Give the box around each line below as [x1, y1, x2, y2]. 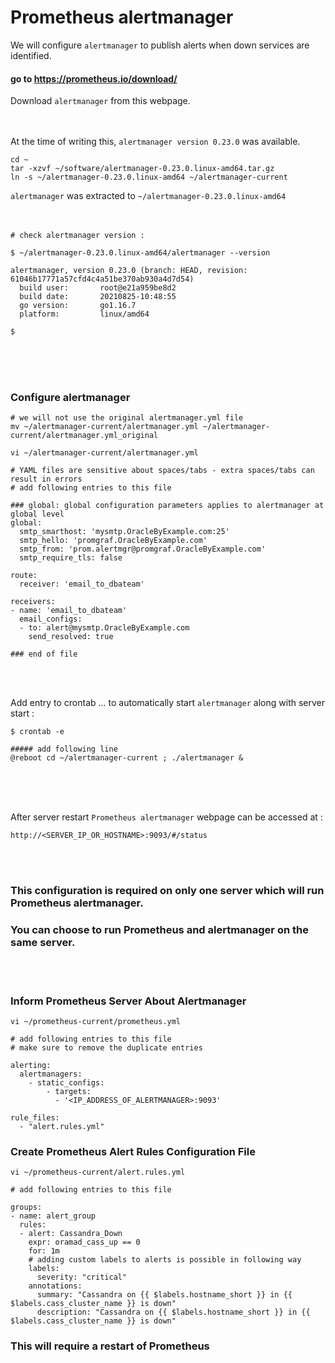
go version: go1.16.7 [19, 301, 137, 311]
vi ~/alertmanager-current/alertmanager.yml [10, 448, 199, 458]
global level [10, 509, 65, 520]
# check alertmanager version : [10, 231, 145, 241]
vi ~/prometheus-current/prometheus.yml [10, 1016, 182, 1026]
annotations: [28, 1281, 83, 1291]
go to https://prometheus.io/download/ [10, 72, 178, 85]
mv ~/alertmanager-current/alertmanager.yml [10, 422, 199, 432]
